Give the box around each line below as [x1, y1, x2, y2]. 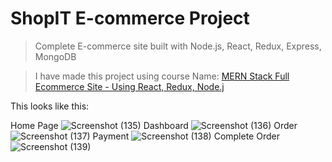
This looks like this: [10, 100, 90, 112]
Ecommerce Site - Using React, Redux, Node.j [34, 80, 225, 92]
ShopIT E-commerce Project [10, 7, 250, 30]
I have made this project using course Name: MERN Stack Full [34, 70, 290, 82]
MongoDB [34, 50, 77, 62]
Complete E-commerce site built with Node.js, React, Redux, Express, [34, 40, 322, 52]
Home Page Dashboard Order [10, 119, 298, 131]
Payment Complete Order [92, 130, 280, 142]
